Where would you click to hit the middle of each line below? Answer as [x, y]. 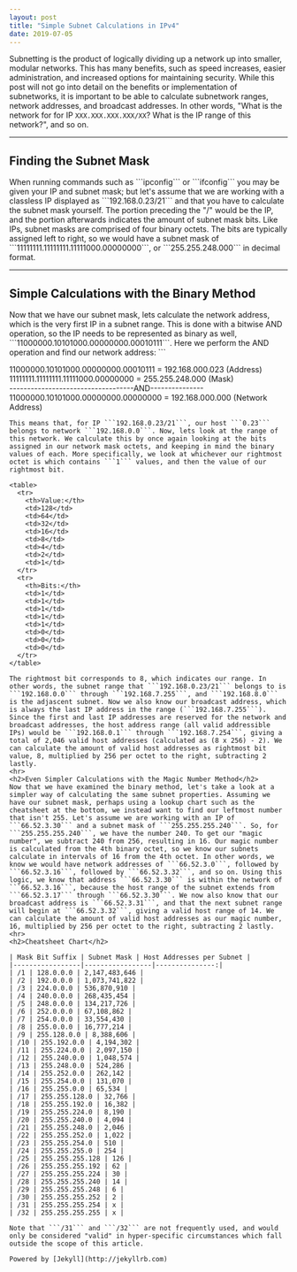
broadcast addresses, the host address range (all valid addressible [140, 725]
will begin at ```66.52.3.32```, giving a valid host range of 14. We [142, 911]
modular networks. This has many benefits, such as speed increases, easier [148, 68]
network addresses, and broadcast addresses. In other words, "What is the [146, 106]
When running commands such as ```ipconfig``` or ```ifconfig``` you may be [145, 182]
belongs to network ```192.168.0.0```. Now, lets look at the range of [144, 431]
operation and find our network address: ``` [88, 352]
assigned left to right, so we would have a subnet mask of [114, 239]
